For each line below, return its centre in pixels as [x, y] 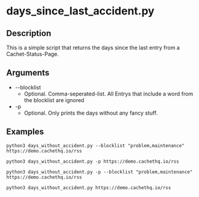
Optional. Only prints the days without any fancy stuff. [91, 113]
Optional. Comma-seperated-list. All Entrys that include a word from [109, 94]
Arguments [28, 73]
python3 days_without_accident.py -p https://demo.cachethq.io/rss [93, 161]
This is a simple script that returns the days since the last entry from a [93, 47]
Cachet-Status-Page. [33, 54]
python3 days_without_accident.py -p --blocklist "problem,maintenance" [99, 172]
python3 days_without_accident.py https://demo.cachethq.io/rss [89, 187]
